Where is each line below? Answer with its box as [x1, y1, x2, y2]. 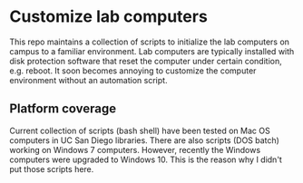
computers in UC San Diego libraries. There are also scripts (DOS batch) [9, 134, 279, 146]
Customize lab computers [9, 6, 209, 27]
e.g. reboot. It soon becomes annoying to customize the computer [9, 65, 257, 76]
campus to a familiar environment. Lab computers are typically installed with [9, 45, 295, 56]
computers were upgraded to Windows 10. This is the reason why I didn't [9, 154, 283, 165]
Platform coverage [9, 101, 116, 117]
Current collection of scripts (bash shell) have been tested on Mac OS [9, 125, 270, 136]
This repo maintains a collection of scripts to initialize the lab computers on [9, 36, 290, 47]
